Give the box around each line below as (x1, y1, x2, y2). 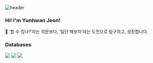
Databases (5, 41, 31, 48)
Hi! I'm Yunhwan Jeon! (5, 17, 61, 24)
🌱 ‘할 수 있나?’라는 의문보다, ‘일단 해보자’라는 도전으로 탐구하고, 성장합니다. (5, 29, 149, 34)
